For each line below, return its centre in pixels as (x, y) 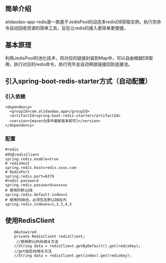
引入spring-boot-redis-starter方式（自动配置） (78, 81)
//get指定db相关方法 (33, 252)
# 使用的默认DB (19, 190)
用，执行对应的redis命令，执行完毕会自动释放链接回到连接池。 (69, 64)
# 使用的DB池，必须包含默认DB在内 (36, 200)
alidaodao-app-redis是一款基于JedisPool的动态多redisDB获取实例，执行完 (81, 22)
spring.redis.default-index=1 (36, 195)
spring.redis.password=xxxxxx (36, 185)
